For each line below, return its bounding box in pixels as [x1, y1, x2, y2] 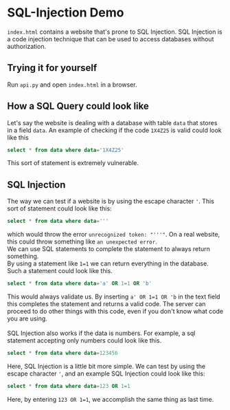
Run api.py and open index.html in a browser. [7, 80, 137, 89]
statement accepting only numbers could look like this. [7, 336, 162, 345]
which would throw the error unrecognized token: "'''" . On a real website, [7, 230, 220, 239]
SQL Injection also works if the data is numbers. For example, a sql [7, 329, 196, 337]
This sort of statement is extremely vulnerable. [7, 159, 139, 167]
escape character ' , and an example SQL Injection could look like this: [7, 369, 205, 378]
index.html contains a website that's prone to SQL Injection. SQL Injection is [7, 28, 222, 36]
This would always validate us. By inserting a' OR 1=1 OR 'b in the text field [7, 292, 221, 301]
